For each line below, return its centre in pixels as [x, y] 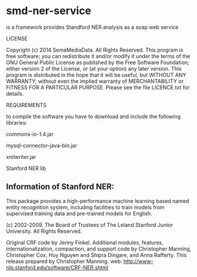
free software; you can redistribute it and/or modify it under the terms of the [98, 56]
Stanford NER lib [26, 168]
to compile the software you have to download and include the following [94, 116]
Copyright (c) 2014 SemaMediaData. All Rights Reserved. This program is [95, 50]
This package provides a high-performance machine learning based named [98, 201]
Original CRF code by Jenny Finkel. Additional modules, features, [85, 242]
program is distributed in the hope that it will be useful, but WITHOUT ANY [96, 75]
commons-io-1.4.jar [30, 134]
